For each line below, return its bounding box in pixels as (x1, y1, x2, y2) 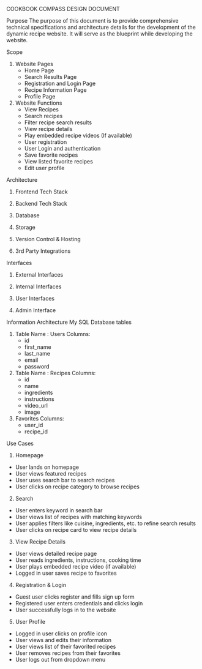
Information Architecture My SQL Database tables (6, 318, 132, 326)
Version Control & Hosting (15, 236, 81, 242)
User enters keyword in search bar (15, 507, 103, 514)
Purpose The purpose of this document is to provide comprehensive (6, 17, 179, 24)
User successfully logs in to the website (15, 606, 116, 613)
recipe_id (24, 428, 48, 435)
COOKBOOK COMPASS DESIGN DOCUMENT (6, 6, 121, 12)
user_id (24, 422, 43, 428)
